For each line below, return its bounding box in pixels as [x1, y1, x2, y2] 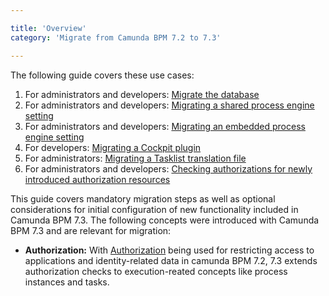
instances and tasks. [24, 276, 110, 288]
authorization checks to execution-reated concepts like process [24, 265, 288, 277]
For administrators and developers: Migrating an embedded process [24, 120, 306, 132]
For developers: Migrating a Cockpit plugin [24, 141, 202, 153]
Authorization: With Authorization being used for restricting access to [24, 244, 315, 256]
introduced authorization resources [24, 173, 171, 185]
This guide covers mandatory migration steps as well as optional [10, 192, 276, 205]
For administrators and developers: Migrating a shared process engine [24, 99, 315, 111]
